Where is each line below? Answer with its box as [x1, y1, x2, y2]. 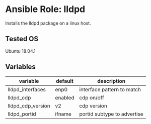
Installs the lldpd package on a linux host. [5, 20, 92, 26]
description [97, 77, 126, 84]
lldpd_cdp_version [8, 102, 50, 109]
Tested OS [5, 35, 39, 43]
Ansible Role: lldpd [5, 4, 86, 15]
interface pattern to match [79, 86, 141, 93]
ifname [55, 110, 72, 117]
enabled [55, 94, 74, 101]
